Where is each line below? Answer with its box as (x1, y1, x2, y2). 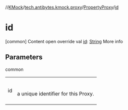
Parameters (5, 53, 43, 62)
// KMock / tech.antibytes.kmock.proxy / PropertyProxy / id (5, 5, 119, 10)
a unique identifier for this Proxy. (17, 90, 94, 97)
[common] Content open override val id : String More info (5, 38, 123, 44)
